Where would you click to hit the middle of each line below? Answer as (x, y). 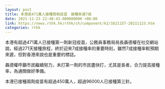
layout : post (18, 10)
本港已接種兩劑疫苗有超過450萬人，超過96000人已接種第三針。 (70, 82)
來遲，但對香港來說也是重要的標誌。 (42, 55)
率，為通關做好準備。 (27, 71)
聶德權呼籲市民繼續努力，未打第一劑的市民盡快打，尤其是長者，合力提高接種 (82, 65)
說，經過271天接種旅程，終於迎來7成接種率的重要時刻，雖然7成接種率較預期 (82, 48)
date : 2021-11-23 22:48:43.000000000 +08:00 (51, 19)
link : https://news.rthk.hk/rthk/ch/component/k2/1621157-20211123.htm (80, 23)
